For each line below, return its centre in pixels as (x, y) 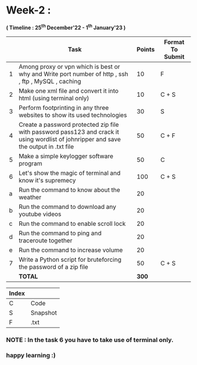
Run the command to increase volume (71, 250)
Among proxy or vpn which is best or (69, 66)
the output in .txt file (46, 146)
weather (30, 197)
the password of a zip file (53, 266)
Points (146, 49)
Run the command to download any (67, 207)
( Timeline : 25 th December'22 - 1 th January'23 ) (66, 27)
